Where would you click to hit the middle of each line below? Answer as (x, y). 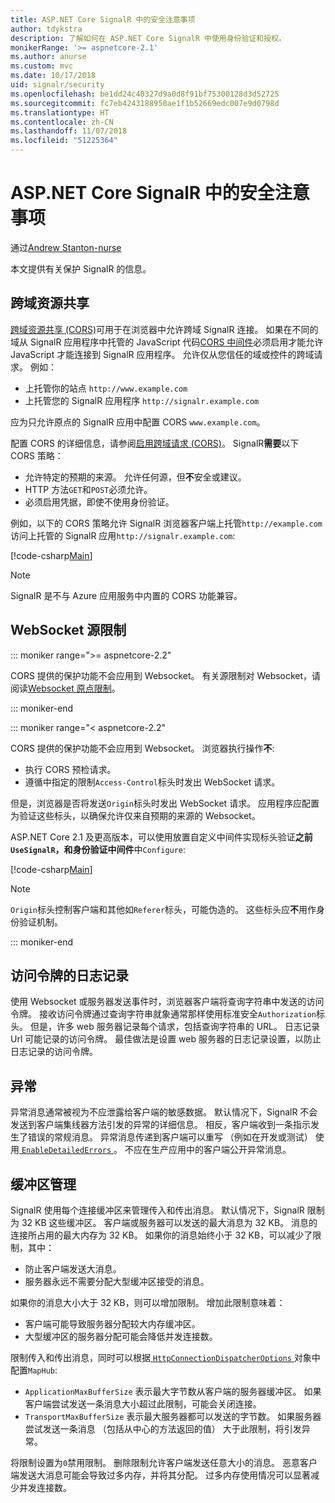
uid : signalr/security (57, 85)
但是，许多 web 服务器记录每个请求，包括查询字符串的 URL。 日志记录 (174, 1027)
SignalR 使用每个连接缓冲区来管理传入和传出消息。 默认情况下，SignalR (157, 1210)
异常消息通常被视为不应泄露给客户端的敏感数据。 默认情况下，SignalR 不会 (164, 1112)
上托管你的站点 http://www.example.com (106, 388)
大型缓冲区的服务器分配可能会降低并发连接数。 (121, 1336)
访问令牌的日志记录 (69, 975)
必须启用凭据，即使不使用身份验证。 (99, 502)
